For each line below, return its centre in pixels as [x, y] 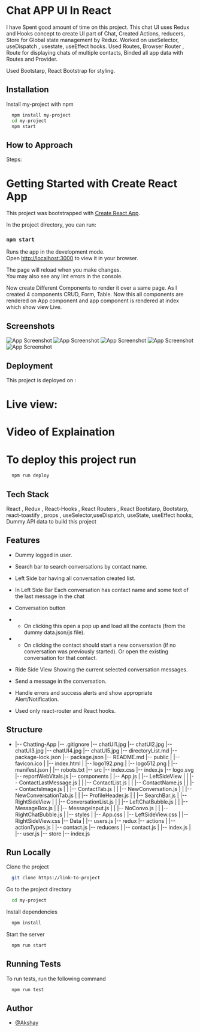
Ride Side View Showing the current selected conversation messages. [101, 669]
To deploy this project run [71, 460]
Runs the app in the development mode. [55, 252]
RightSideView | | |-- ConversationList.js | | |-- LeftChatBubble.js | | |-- [101, 801]
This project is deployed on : [41, 380]
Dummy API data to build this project [51, 522]
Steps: [14, 159]
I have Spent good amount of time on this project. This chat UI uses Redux [98, 27]
